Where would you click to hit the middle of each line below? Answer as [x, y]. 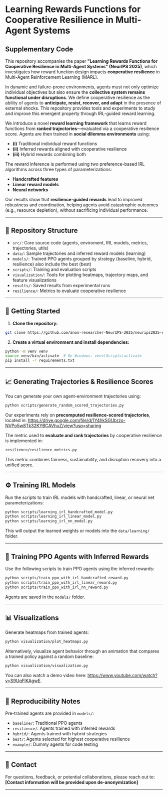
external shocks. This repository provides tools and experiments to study [80, 108]
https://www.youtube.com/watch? [122, 676]
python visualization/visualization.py [47, 666]
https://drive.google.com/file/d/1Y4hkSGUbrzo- [77, 420]
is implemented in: [24, 441]
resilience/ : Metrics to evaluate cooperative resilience [69, 291]
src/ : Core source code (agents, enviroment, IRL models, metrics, [80, 242]
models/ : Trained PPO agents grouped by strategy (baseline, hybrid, [82, 258]
